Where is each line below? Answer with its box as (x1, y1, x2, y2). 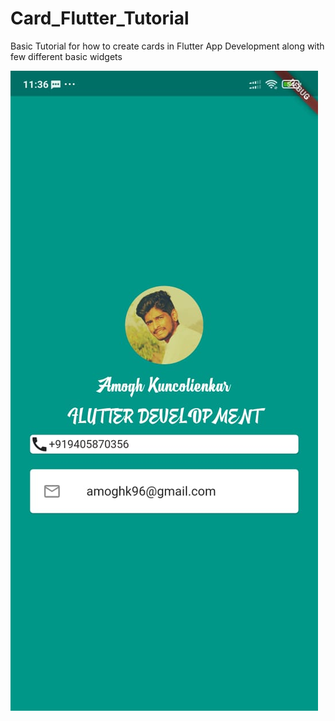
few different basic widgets (10, 50, 123, 62)
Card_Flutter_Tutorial (10, 7, 190, 30)
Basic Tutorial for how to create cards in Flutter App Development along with (10, 40, 325, 52)
